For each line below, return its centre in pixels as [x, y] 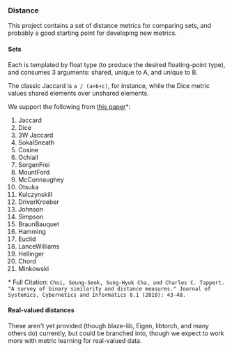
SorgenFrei [34, 164]
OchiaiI [28, 157]
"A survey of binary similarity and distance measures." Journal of [109, 288]
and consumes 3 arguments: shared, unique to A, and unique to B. [103, 72]
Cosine [28, 149]
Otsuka [28, 186]
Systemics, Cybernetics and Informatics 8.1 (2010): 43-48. [97, 295]
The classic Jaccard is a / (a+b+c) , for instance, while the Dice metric [109, 85]
